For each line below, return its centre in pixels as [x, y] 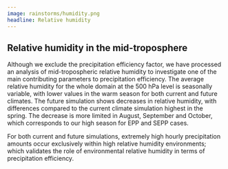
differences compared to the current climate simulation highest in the [105, 108]
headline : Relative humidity [49, 20]
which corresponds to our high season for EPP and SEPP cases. [98, 123]
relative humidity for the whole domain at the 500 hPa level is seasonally [110, 86]
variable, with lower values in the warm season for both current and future [113, 94]
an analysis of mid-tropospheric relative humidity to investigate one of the [112, 72]
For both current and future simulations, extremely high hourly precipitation [114, 137]
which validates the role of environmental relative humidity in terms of [106, 151]
